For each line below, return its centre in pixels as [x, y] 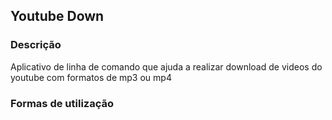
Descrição [36, 45]
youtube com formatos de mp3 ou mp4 [91, 77]
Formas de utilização [62, 103]
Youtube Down [57, 16]
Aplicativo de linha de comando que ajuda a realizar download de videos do [166, 66]
